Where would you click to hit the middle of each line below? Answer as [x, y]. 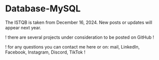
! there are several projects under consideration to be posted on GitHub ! [80, 37]
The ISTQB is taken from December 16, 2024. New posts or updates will [79, 22]
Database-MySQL [43, 9]
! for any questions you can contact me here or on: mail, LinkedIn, [73, 47]
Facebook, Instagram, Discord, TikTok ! [45, 52]
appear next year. [23, 27]
